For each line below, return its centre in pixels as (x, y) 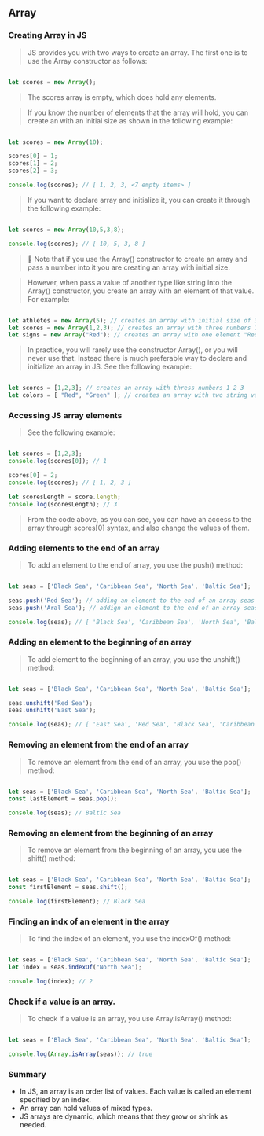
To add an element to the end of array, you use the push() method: (135, 564)
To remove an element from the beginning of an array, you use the (134, 850)
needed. (33, 1125)
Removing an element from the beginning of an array (111, 833)
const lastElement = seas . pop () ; (63, 799)
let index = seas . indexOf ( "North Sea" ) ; (75, 967)
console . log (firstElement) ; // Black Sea (77, 902)
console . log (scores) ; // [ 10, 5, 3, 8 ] (77, 244)
